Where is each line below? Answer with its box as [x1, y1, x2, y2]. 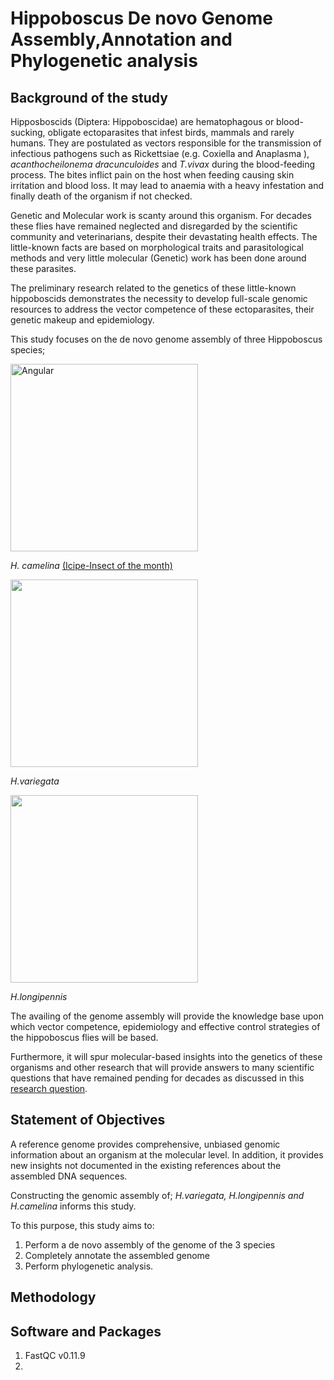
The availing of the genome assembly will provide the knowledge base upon [10, 1010, 324, 1022]
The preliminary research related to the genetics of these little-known [10, 282, 297, 294]
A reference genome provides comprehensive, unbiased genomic [10, 1138, 281, 1150]
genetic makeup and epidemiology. [10, 314, 155, 326]
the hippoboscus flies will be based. [10, 1032, 159, 1043]
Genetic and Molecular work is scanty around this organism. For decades [10, 210, 312, 221]
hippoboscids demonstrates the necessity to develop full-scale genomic [10, 293, 308, 304]
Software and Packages [10, 1323, 162, 1340]
